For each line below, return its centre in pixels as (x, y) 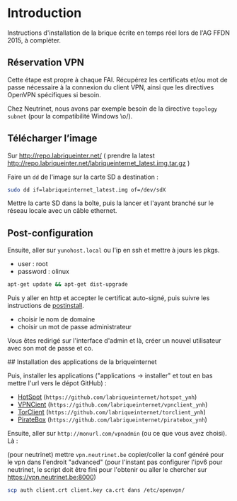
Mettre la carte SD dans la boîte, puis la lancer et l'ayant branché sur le (111, 203)
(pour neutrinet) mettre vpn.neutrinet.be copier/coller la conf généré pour (116, 455)
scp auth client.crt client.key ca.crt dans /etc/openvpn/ (96, 490)
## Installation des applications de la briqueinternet (82, 362)
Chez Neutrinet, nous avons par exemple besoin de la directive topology (112, 109)
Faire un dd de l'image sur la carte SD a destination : (83, 177)
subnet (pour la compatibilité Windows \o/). (70, 116)
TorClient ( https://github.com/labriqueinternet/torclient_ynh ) (112, 412)
